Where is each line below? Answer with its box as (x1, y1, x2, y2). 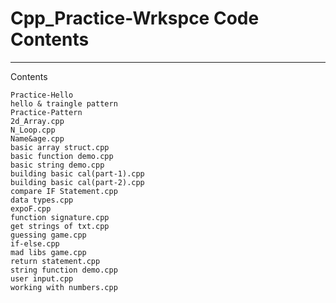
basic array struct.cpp (10, 142, 110, 152)
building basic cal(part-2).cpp (10, 177, 145, 187)
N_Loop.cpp (10, 125, 56, 135)
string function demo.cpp (10, 265, 118, 275)
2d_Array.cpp (10, 116, 65, 126)
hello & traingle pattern (10, 98, 118, 109)
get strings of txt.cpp (10, 221, 110, 231)
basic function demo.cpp (10, 151, 114, 161)
